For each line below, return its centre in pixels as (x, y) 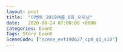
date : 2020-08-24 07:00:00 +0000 (51, 23)
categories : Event (29, 28)
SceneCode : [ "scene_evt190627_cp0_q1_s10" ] (62, 39)
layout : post (23, 12)
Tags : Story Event (29, 34)
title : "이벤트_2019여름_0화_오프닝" (49, 17)
